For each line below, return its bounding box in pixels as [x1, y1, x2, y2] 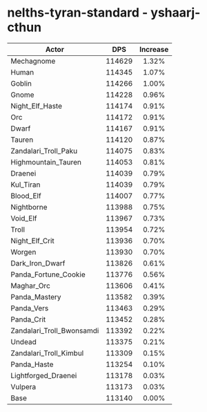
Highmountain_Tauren [10, 157, 81, 167]
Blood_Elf [10, 191, 41, 200]
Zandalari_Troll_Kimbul [10, 348, 84, 357]
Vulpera [10, 382, 37, 391]
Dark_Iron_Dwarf [10, 258, 66, 268]
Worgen [10, 247, 37, 256]
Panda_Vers [10, 303, 49, 312]
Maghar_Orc [10, 281, 50, 290]
